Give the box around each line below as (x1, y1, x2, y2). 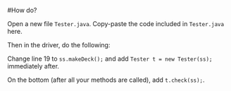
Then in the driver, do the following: (7, 41, 111, 49)
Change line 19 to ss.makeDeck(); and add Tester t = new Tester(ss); (7, 54, 213, 63)
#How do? (7, 6, 37, 14)
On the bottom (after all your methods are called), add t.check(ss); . (7, 75, 206, 84)
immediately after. (7, 62, 60, 70)
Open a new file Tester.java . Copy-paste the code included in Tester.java (7, 20, 224, 28)
